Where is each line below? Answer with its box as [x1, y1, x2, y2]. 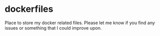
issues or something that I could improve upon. [5, 25, 102, 31]
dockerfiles [5, 3, 54, 15]
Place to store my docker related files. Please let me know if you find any [5, 20, 155, 26]
